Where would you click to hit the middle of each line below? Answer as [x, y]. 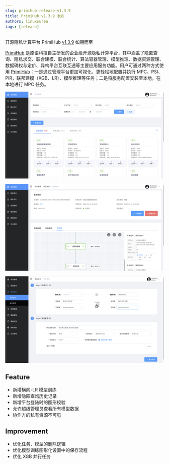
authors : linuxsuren [27, 21]
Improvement [27, 431]
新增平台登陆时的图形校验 [39, 403]
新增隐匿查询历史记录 [34, 396]
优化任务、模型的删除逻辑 [39, 444]
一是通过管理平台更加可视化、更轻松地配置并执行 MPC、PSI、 [99, 72]
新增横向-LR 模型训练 [34, 390]
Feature [18, 377]
